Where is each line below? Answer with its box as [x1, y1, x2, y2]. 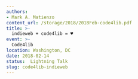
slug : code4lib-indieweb [6, 64, 68, 70]
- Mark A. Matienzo [6, 14, 55, 20]
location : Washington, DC [6, 48, 70, 53]
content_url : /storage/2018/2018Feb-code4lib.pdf [6, 20, 133, 26]
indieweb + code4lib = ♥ [11, 31, 73, 37]
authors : [6, 8, 28, 15]
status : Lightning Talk [6, 58, 68, 64]
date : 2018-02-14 [6, 53, 50, 59]
